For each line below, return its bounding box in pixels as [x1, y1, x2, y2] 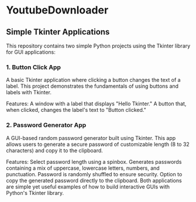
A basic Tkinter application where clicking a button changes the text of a [6, 77, 181, 84]
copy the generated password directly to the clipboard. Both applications [6, 177, 183, 184]
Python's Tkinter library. [6, 189, 64, 196]
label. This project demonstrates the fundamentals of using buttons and [6, 83, 179, 90]
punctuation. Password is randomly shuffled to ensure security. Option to [6, 170, 183, 177]
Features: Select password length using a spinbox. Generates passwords [6, 158, 182, 165]
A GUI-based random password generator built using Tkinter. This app [6, 134, 176, 141]
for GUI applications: [6, 49, 56, 56]
